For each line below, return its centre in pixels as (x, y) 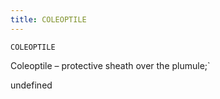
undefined (31, 85)
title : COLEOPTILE (48, 19)
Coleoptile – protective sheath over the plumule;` (110, 65)
